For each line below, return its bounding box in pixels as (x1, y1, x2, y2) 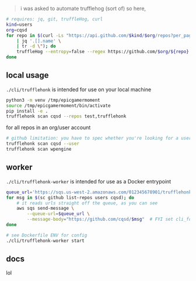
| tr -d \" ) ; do (16, 43, 57, 49)
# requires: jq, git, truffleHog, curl (6, 16, 103, 22)
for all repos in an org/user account (6, 124, 91, 131)
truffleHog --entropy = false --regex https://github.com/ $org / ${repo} (16, 49, 190, 55)
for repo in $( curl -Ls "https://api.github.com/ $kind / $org (6, 32, 156, 39)
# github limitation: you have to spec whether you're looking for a (6, 136, 179, 141)
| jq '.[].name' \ (16, 38, 61, 44)
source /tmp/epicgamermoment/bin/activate (6, 102, 111, 109)
